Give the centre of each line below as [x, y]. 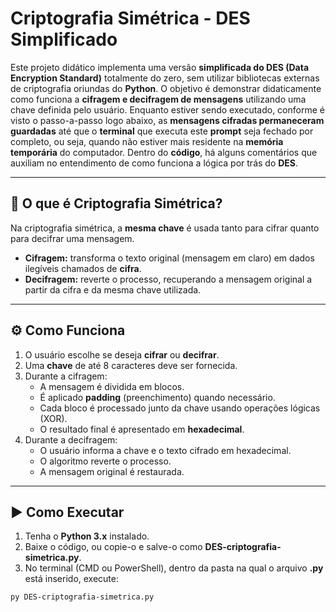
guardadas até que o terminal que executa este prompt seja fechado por [162, 131]
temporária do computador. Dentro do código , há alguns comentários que [164, 152]
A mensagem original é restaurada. [112, 471]
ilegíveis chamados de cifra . [83, 268]
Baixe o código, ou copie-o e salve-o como [113, 547]
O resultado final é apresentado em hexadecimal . [142, 429]
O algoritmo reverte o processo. [105, 461]
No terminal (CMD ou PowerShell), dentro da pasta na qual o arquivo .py [174, 568]
